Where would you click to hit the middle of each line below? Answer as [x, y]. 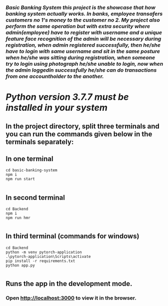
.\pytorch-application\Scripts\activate [48, 256]
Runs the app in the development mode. [69, 284]
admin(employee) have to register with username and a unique [84, 33]
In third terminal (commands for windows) [72, 236]
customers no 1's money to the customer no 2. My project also [83, 20]
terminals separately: [40, 142]
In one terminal [29, 159]
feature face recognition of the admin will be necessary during [83, 39]
